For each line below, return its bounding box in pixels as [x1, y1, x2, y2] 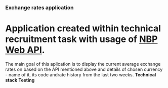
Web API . [5, 45, 45, 56]
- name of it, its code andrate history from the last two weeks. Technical [5, 71, 156, 77]
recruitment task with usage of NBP [5, 33, 158, 45]
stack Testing [5, 77, 35, 83]
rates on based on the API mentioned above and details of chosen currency [5, 66, 163, 72]
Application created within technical [5, 23, 161, 34]
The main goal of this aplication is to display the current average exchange [5, 61, 161, 67]
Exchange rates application [5, 4, 74, 11]
